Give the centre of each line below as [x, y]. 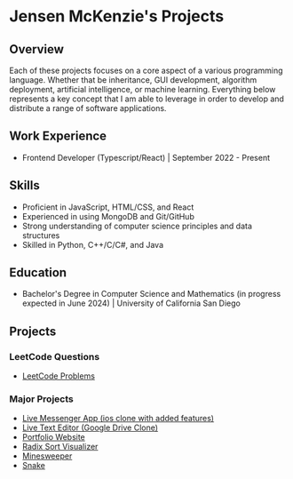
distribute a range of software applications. [88, 108]
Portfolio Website [54, 437]
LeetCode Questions [55, 356]
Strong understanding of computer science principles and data [137, 226]
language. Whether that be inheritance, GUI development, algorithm [133, 80]
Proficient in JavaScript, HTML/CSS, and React [108, 207]
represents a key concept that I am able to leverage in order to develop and [146, 99]
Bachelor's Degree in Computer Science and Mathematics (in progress [151, 294]
